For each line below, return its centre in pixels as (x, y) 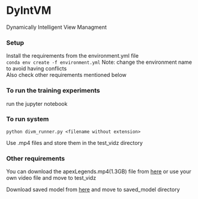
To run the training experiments (53, 91)
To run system (28, 119)
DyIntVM (29, 11)
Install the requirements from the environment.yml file (73, 56)
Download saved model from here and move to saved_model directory (93, 189)
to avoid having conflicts (37, 69)
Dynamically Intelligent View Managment (56, 27)
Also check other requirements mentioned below (67, 75)
